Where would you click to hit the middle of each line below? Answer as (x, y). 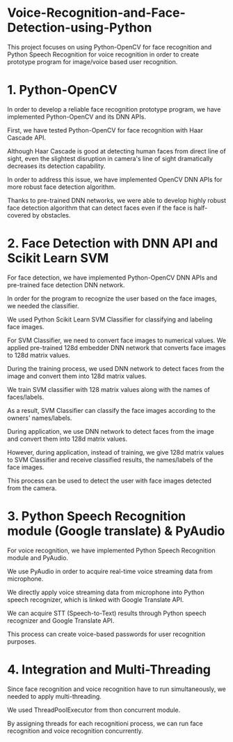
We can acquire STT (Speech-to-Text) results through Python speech (107, 613)
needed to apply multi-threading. (55, 696)
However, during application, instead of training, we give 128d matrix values (116, 452)
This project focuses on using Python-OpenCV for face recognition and (110, 47)
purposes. (22, 641)
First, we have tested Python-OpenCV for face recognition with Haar (105, 130)
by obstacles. (51, 215)
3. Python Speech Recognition (97, 516)
